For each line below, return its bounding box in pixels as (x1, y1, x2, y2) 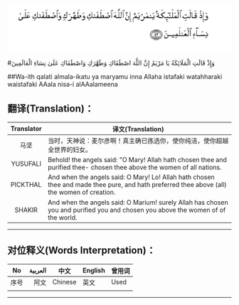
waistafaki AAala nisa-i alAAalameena (7, 80, 119, 89)
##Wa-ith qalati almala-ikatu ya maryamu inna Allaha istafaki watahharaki (7, 73, 223, 81)
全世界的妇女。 (47, 145, 92, 154)
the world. (47, 213, 78, 222)
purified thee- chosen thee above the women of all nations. (47, 163, 222, 172)
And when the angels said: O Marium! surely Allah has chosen (47, 198, 229, 206)
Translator (10, 124, 42, 133)
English (83, 266, 105, 275)
